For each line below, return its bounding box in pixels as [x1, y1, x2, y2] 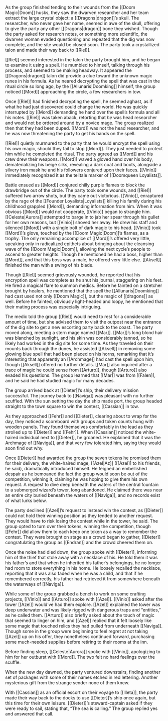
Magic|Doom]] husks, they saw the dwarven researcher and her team [5, 10, 149, 16]
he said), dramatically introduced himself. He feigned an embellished [5, 466, 147, 471]
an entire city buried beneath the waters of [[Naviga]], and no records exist [5, 492, 160, 498]
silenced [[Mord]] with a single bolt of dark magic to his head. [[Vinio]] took [5, 225, 161, 231]
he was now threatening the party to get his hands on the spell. [5, 131, 136, 136]
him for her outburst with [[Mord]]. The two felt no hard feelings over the [5, 654, 155, 660]
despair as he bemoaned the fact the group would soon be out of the [5, 471, 148, 477]
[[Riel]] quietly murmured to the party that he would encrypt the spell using [5, 140, 160, 146]
